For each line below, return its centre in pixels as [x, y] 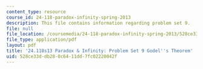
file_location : [25, 34]
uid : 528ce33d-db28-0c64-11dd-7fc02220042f [62, 56]
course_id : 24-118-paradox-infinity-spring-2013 [69, 17]
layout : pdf [21, 46]
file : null [20, 28]
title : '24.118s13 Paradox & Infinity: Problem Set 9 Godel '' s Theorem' [100, 51]
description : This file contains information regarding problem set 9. [98, 23]
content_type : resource [36, 12]
